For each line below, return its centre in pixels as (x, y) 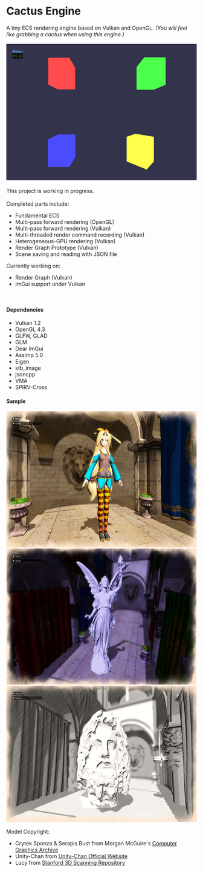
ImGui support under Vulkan (50, 284)
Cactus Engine (44, 11)
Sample (16, 401)
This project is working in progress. (50, 191)
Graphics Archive (37, 850)
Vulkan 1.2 (28, 323)
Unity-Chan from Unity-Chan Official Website (71, 856)
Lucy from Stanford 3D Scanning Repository (70, 863)
